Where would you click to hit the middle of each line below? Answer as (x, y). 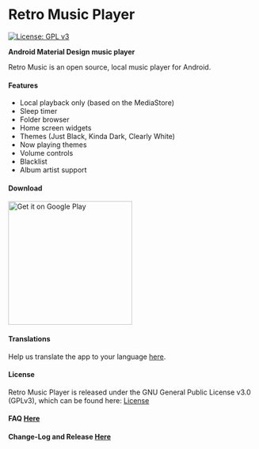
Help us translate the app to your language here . (87, 357)
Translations (29, 338)
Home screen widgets (55, 128)
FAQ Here (24, 419)
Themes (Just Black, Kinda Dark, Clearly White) (97, 137)
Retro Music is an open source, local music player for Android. (110, 67)
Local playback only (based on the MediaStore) (97, 103)
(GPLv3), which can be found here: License (79, 400)
